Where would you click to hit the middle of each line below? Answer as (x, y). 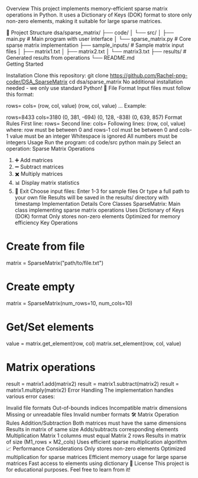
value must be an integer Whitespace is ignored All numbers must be (94, 136)
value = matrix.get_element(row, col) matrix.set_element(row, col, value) (94, 343)
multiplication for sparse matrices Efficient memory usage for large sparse (97, 457)
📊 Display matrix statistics (47, 183)
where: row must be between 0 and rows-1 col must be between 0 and (92, 130)
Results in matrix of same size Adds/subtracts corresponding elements (92, 429)
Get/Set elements (50, 327)
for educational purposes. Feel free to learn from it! (69, 469)
